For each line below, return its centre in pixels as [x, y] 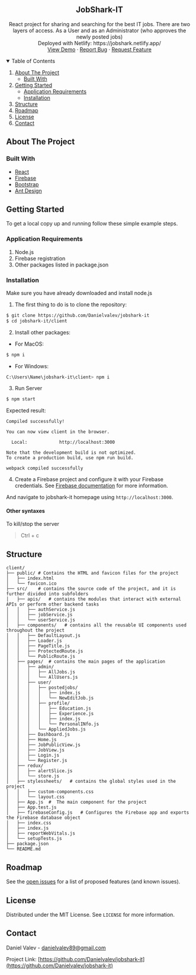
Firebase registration [40, 258]
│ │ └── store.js [33, 776]
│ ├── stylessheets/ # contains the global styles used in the [91, 782]
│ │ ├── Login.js [33, 755]
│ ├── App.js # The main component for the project [76, 802]
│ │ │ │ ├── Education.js [49, 708]
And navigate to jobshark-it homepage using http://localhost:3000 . [90, 497]
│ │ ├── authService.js [41, 610]
